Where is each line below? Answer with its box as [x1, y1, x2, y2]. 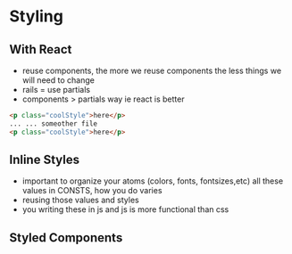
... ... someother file [9, 119, 98, 128]
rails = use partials [21, 85, 91, 94]
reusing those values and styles [21, 194, 140, 206]
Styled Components [9, 230, 123, 245]
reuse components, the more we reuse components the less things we [21, 65, 282, 76]
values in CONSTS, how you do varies [21, 185, 163, 196]
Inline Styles [9, 152, 80, 168]
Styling [9, 6, 64, 27]
